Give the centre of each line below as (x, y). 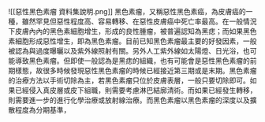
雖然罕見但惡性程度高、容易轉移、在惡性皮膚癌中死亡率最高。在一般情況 (139, 21)
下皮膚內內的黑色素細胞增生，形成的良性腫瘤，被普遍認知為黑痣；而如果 (125, 31)
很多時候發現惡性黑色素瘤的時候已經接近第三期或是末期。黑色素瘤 (149, 70)
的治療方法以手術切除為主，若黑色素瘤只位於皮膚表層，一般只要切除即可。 (129, 80)
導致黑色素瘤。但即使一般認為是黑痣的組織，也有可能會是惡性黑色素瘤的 (132, 61)
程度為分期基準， (43, 110)
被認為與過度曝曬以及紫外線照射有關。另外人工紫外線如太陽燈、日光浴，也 (129, 51)
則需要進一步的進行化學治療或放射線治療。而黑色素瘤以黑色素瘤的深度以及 (129, 100)
